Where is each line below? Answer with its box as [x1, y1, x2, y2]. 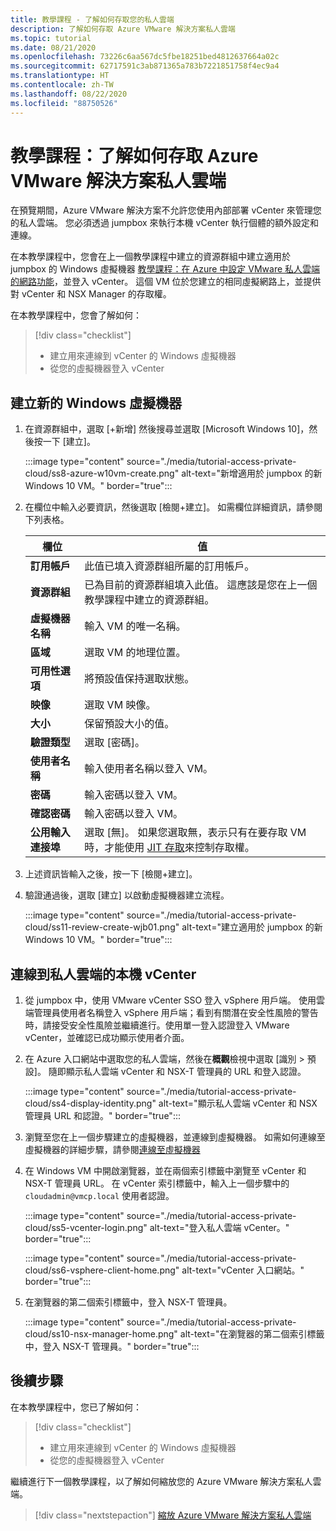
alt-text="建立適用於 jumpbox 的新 [181, 921, 323, 933]
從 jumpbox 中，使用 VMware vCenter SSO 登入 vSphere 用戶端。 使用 [24, 994, 317, 1006]
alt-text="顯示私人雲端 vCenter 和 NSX [158, 1097, 318, 1110]
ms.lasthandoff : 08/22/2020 [10, 89, 128, 99]
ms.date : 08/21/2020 [10, 42, 97, 53]
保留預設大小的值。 [84, 717, 175, 731]
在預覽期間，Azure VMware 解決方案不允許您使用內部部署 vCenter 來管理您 [10, 204, 322, 216]
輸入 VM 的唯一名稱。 [84, 619, 187, 633]
